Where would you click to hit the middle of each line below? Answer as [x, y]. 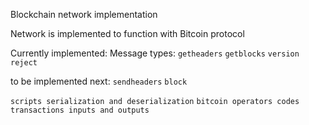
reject [24, 63]
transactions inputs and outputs [80, 110]
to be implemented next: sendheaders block [99, 81]
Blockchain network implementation [84, 14]
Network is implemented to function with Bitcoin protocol [127, 33]
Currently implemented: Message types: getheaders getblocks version [155, 53]
